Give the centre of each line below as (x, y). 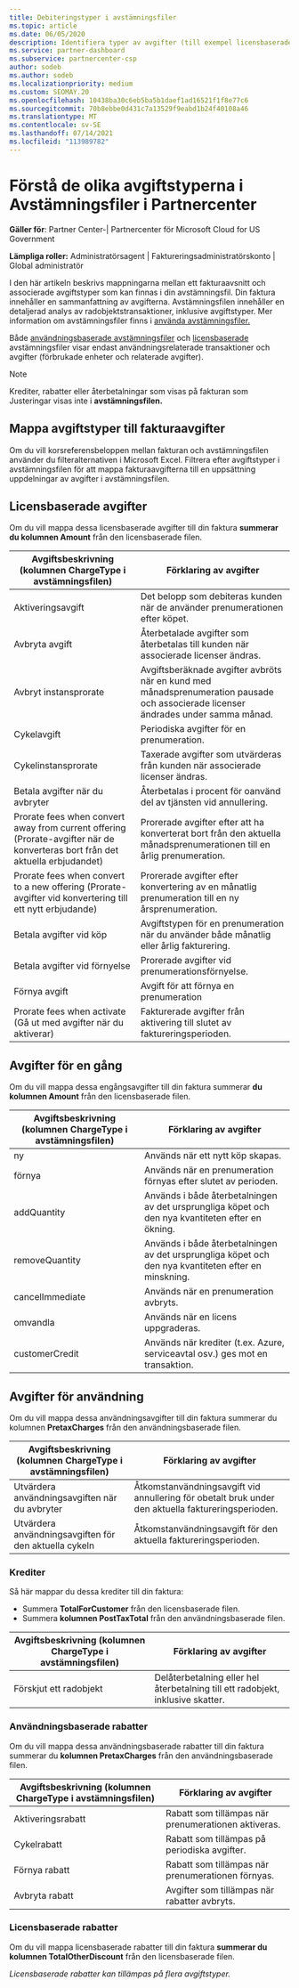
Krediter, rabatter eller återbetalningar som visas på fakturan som (129, 391)
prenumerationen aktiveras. (223, 1824)
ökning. (159, 1229)
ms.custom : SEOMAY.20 (49, 92)
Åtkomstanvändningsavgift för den (206, 1529)
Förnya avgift (41, 992)
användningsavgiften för (65, 1534)
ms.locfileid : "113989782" (59, 142)
